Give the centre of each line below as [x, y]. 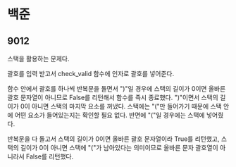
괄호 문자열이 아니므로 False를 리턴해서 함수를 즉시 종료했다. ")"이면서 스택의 [113, 97]
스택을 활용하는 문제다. [38, 58]
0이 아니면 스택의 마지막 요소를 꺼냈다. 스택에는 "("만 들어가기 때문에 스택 [121, 106]
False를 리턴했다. [50, 156]
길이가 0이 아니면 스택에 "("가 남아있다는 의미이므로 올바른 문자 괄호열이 [119, 148]
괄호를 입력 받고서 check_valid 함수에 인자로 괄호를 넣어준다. [91, 74]
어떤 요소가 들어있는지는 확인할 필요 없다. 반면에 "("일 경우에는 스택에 [110, 115]
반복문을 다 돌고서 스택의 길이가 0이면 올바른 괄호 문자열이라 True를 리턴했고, [113, 139]
